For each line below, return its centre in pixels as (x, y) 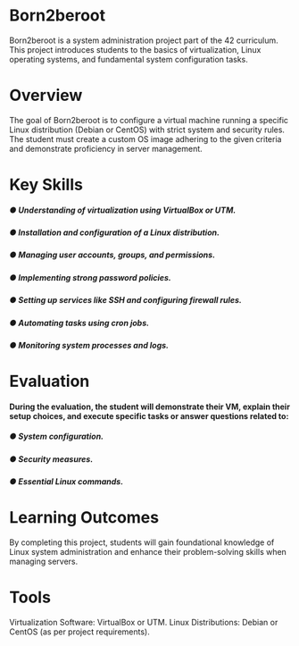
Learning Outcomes (84, 518)
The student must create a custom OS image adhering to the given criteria (145, 138)
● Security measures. (51, 459)
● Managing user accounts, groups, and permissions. (112, 255)
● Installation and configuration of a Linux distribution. (115, 232)
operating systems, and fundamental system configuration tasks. (129, 59)
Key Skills (46, 185)
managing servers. (44, 561)
